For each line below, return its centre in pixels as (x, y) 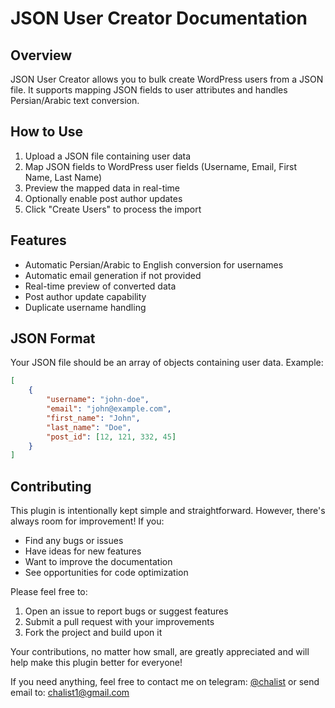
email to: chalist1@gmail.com (70, 693)
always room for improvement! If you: (87, 521)
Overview (41, 55)
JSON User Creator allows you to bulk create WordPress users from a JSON (167, 79)
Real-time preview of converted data (100, 286)
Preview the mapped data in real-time (102, 188)
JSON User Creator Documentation (159, 18)
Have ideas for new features (83, 551)
